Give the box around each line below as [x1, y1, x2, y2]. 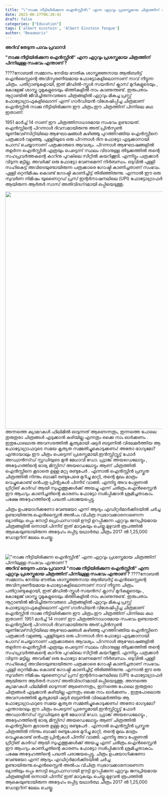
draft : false [5, 16, 32, 21]
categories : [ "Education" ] [5, 21, 61, 26]
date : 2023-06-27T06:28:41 [5, 12, 61, 17]
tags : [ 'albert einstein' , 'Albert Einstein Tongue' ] [5, 26, 120, 31]
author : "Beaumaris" [5, 30, 48, 35]
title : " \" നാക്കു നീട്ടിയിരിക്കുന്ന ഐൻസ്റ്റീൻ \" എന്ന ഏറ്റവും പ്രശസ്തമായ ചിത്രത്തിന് [5, 7, 160, 12]
